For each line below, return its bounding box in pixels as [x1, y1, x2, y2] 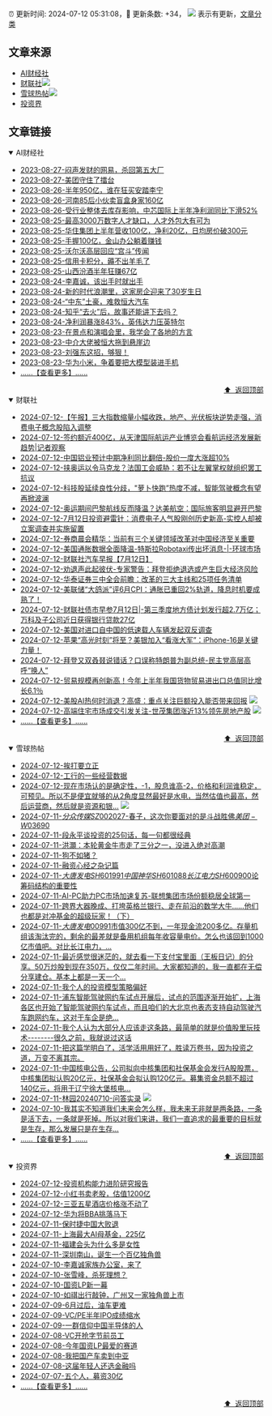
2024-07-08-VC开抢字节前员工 [19, 1331, 125, 1341]
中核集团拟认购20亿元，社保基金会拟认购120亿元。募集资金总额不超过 [19, 1073, 254, 1083]
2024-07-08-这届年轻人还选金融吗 [19, 1361, 136, 1371]
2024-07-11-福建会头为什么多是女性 [19, 1239, 140, 1249]
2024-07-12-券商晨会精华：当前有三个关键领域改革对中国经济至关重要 [19, 534, 255, 544]
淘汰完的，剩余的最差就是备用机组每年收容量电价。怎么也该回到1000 [34, 931, 264, 941]
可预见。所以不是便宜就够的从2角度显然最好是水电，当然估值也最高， [19, 791, 253, 801]
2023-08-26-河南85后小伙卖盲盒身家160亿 [19, 195, 164, 205]
